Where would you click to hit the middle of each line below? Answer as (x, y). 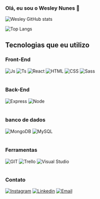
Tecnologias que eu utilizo (47, 45)
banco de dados (25, 120)
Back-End (17, 89)
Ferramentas (21, 150)
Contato (15, 180)
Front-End (18, 59)
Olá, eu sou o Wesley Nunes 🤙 (42, 8)
